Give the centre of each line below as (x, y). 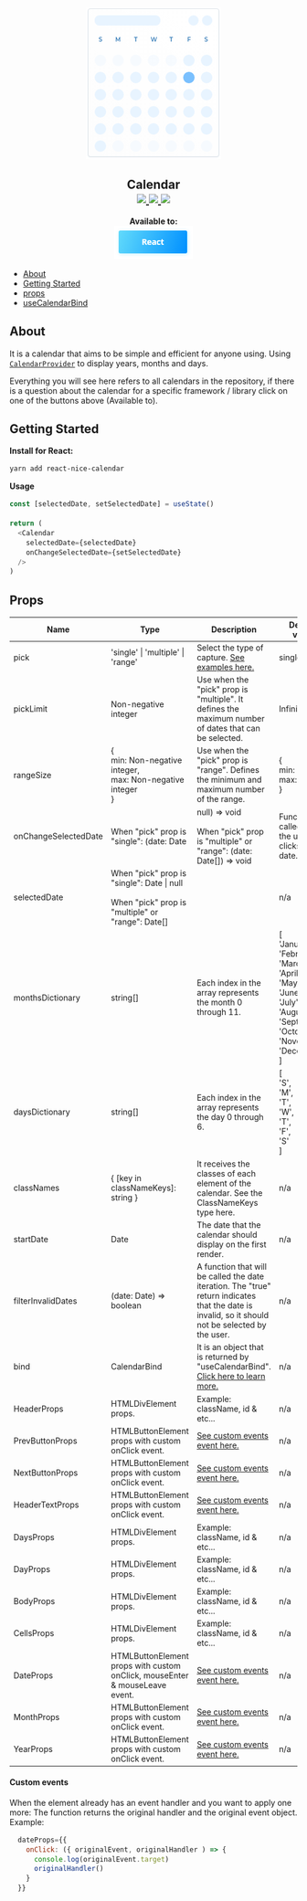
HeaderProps (38, 1409)
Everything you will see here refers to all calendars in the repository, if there (152, 381)
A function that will (232, 1267)
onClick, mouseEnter (150, 1675)
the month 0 (219, 1002)
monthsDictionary (47, 998)
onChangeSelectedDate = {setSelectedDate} (104, 552)
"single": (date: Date (149, 841)
